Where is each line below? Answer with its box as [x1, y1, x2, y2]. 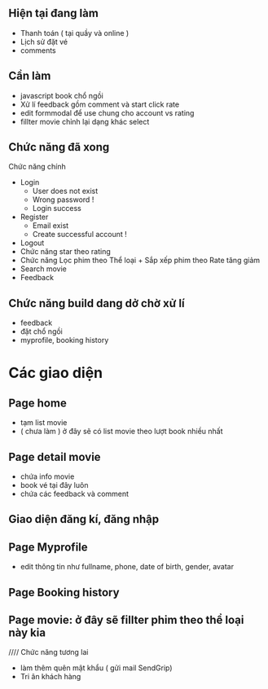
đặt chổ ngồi [20, 327, 63, 336]
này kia [8, 626, 46, 640]
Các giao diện [8, 364, 103, 382]
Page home [8, 396, 67, 410]
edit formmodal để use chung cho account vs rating [20, 108, 195, 117]
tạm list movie [20, 418, 68, 428]
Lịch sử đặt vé [20, 37, 68, 46]
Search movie [20, 264, 67, 274]
